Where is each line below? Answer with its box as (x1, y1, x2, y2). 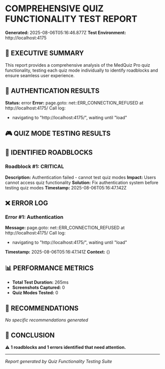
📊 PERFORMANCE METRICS (5, 264, 94, 272)
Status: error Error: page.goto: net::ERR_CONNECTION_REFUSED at (5, 100, 143, 105)
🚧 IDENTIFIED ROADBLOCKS (5, 148, 93, 157)
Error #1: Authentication (5, 213, 64, 220)
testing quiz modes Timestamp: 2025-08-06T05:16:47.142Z (5, 184, 127, 190)
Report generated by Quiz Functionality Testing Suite (5, 358, 112, 364)
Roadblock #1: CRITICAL (5, 163, 64, 170)
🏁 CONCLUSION (5, 331, 55, 340)
